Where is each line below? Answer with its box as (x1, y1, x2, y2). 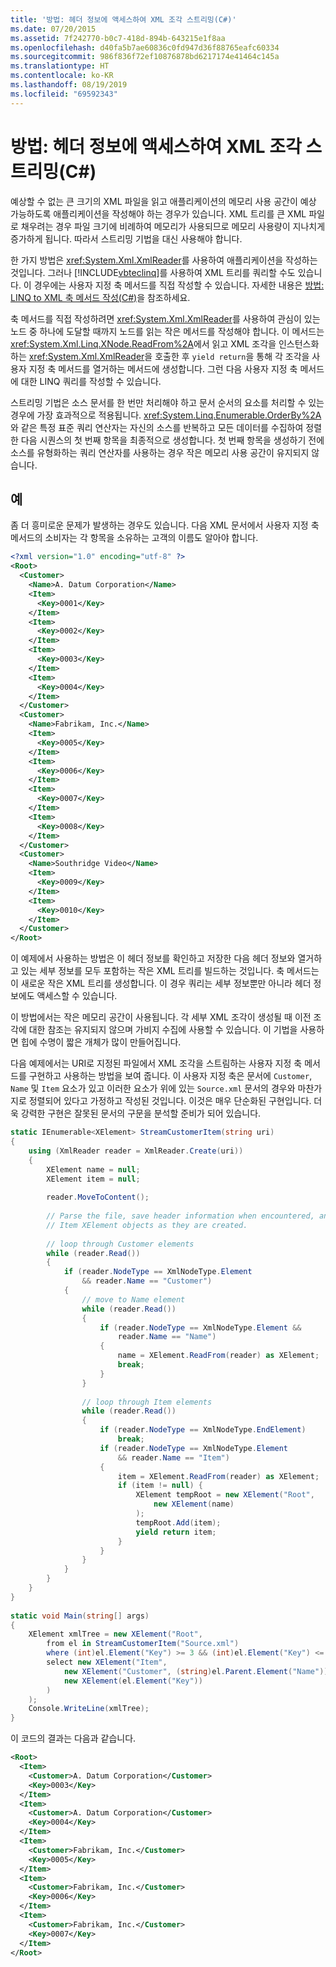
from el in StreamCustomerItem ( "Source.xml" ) (46, 1639, 240, 1649)
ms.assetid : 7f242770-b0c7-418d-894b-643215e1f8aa (10, 33, 226, 43)
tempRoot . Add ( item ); (135, 1517, 222, 1528)
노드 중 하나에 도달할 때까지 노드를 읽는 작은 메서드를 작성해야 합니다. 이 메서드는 (10, 325, 325, 337)
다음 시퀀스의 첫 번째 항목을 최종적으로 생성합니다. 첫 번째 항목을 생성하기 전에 (20, 434, 325, 446)
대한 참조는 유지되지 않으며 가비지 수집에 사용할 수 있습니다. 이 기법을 (28, 1024, 298, 1036)
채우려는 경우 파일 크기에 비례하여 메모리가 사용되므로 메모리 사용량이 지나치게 (20, 220, 326, 232)
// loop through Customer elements (46, 1239, 195, 1249)
